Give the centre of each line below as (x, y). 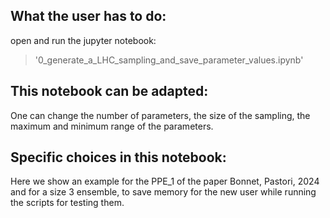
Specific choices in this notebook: (118, 157)
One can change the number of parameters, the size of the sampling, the (160, 115)
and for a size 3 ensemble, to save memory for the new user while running (163, 192)
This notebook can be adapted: (109, 91)
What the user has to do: (88, 16)
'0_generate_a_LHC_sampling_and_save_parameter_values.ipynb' (169, 60)
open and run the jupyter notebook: (83, 40)
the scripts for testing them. (67, 203)
